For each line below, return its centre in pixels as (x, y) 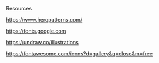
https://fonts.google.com (36, 31)
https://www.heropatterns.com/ (44, 20)
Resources (19, 8)
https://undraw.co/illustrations (43, 42)
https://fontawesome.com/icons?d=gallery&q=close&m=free (79, 54)
